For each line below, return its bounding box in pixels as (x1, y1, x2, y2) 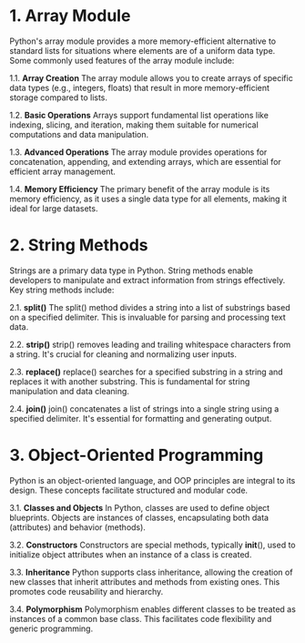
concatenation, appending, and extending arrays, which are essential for (9, 156, 282, 167)
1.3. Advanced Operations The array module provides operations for (9, 147, 268, 158)
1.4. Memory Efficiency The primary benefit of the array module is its (9, 183, 270, 194)
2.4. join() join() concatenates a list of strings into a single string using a (9, 403, 280, 414)
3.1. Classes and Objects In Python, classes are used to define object (9, 502, 270, 513)
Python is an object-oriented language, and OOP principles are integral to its (9, 475, 296, 485)
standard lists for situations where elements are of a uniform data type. (9, 45, 276, 56)
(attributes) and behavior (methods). (9, 521, 146, 533)
